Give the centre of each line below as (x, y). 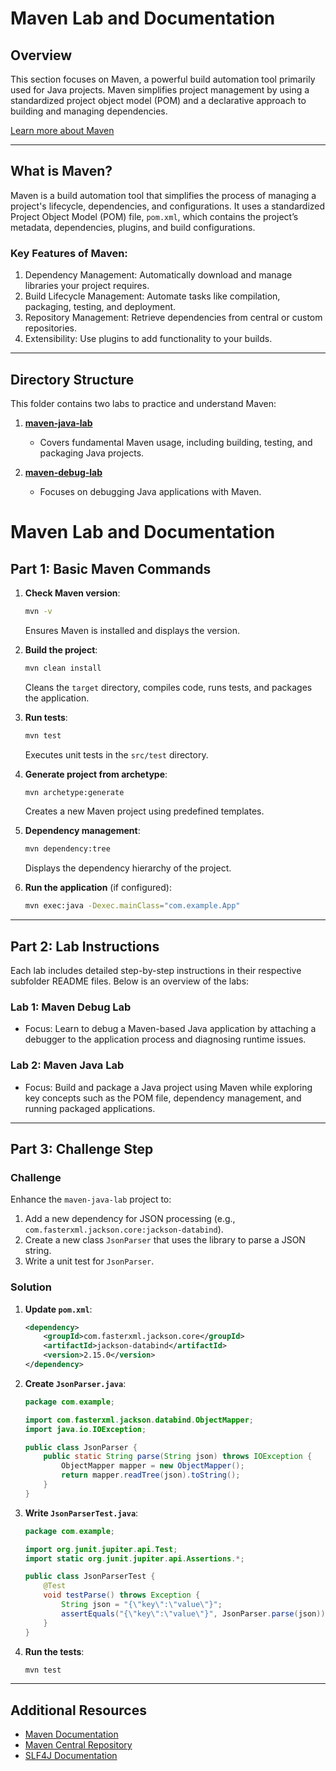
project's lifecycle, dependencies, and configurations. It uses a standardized (168, 206)
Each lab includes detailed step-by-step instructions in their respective (156, 970)
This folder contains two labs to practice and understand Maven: (143, 403)
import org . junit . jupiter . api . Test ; (101, 1549)
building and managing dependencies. (89, 111)
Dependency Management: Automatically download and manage (158, 275)
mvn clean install (63, 668)
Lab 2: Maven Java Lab (67, 1065)
